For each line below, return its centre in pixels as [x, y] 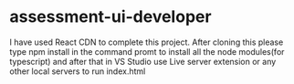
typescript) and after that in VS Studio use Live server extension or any [143, 61]
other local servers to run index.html [78, 71]
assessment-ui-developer [110, 17]
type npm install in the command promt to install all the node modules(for [147, 51]
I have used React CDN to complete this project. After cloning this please [147, 42]
